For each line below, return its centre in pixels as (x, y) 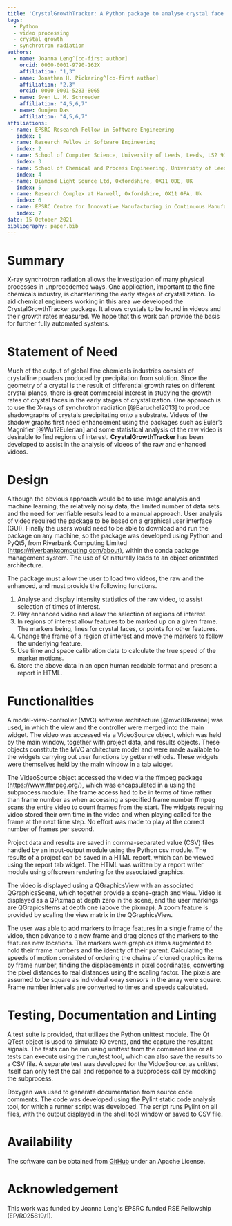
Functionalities (51, 701)
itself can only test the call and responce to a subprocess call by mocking (112, 1072)
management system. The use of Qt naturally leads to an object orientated (113, 558)
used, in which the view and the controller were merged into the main (106, 727)
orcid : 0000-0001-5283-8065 (60, 91)
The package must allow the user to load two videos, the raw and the (106, 578)
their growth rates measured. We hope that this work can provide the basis (114, 317)
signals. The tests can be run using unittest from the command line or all (110, 1049)
